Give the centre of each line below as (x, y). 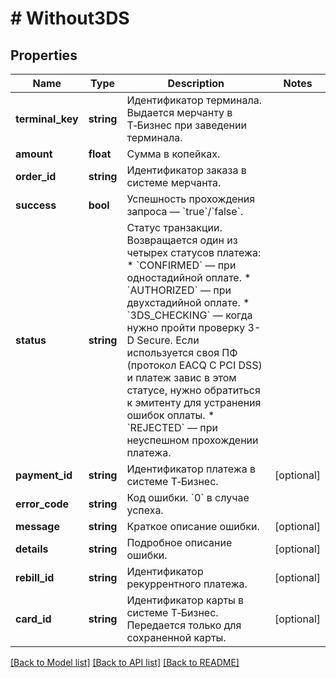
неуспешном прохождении (192, 440)
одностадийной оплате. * (189, 277)
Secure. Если (168, 340)
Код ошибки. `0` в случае (188, 497)
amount (34, 154)
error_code (42, 504)
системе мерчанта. (174, 182)
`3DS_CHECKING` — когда (189, 315)
